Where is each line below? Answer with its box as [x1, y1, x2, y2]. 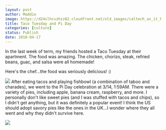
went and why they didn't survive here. [5, 110, 84, 116]
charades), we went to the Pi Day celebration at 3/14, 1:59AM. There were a [5, 84, 159, 89]
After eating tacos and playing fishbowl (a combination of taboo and [11, 79, 150, 85]
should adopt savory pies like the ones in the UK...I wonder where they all [5, 105, 155, 111]
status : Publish [5, 30, 39, 35]
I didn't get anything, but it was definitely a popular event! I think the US [5, 99, 151, 105]
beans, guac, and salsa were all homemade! [5, 59, 95, 65]
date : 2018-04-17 [5, 35, 41, 40]
